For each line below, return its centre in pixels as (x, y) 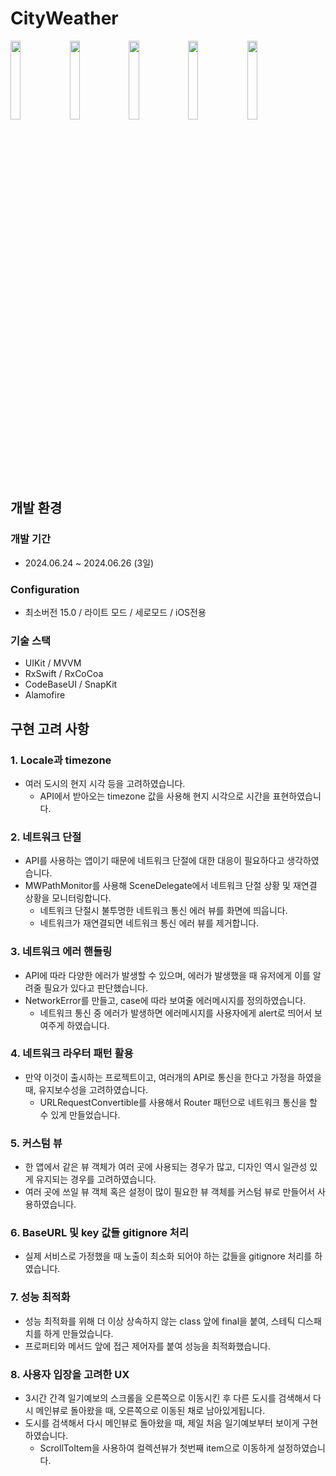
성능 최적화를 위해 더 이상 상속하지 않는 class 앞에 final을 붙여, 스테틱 (160, 1321)
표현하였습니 (297, 796)
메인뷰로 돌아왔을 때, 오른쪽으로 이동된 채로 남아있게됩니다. (150, 1410)
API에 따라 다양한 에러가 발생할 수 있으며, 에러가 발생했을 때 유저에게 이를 (167, 975)
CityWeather (64, 18)
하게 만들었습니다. (78, 1333)
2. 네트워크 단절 (46, 837)
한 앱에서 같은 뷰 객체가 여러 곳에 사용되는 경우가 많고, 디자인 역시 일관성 (166, 1167)
